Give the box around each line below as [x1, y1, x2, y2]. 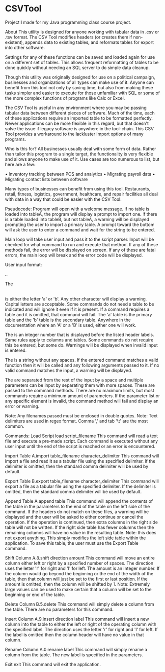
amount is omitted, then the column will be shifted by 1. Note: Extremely [5, 581, 150, 587]
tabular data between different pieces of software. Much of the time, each [5, 110, 155, 116]
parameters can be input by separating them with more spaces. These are [5, 382, 155, 388]
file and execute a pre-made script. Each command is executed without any [5, 438, 158, 444]
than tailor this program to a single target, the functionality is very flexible [5, 151, 153, 157]
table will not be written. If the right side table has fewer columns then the [5, 524, 154, 530]
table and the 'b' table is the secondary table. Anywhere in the [5, 317, 131, 323]
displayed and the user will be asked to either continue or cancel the [5, 514, 143, 520]
